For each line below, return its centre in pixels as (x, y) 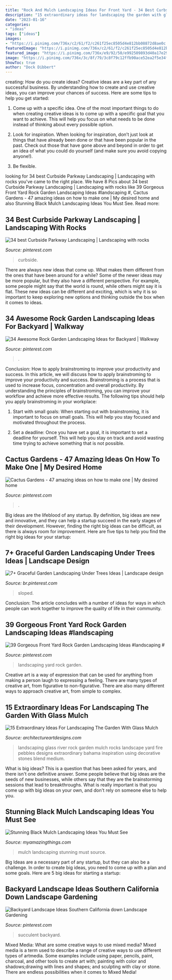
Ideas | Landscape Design (47, 561)
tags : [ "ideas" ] (23, 34)
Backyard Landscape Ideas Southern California (82, 889)
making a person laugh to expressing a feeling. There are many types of (81, 680)
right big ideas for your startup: (38, 537)
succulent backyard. (39, 935)
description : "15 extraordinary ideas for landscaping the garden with (83, 15)
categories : (18, 24)
